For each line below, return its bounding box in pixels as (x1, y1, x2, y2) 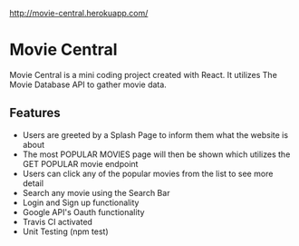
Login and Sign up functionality (22, 197, 140, 208)
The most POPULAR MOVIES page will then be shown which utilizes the (22, 149, 291, 160)
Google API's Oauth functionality (22, 206, 145, 217)
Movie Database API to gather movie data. (9, 79, 168, 90)
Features (9, 105, 61, 121)
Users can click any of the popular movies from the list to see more (22, 168, 274, 179)
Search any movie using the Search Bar (22, 187, 170, 198)
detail (22, 177, 43, 189)
